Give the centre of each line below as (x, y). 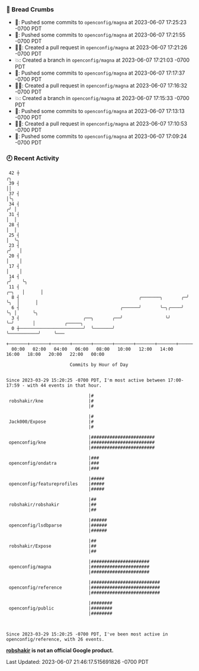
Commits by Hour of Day (99, 365)
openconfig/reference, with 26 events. (55, 639)
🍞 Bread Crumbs (30, 9)
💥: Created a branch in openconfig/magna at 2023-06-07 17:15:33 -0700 (102, 98)
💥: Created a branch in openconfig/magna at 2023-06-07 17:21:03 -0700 (102, 60)
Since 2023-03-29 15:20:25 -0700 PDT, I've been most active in (87, 634)
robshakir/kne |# (51, 401)
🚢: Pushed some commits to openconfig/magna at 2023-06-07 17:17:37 (100, 73)
